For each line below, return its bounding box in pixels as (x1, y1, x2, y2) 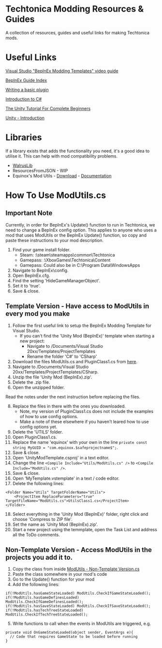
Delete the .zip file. (12, 379, 50, 385)
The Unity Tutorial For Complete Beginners (5, 105, 91, 111)
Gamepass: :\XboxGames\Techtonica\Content (19, 257, 111, 263)
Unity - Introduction (5, 115, 45, 121)
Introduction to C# (5, 96, 42, 102)
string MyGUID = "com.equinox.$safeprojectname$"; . (12, 444, 118, 450)
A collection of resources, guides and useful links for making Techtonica (5, 30, 149, 35)
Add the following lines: (12, 582, 59, 587)
